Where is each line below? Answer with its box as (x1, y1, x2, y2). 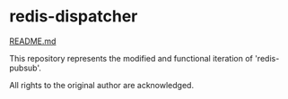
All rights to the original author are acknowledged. (9, 79, 195, 90)
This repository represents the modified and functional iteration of (9, 53, 253, 63)
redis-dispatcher (9, 6, 138, 27)
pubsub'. (9, 62, 42, 73)
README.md (9, 36, 57, 46)
